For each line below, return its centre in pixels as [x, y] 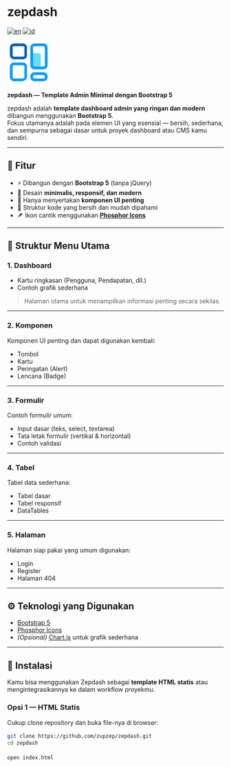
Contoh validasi [39, 444]
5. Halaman [26, 535]
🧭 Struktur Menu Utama [58, 246]
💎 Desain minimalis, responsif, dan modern [79, 192]
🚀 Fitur [22, 166]
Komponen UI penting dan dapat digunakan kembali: [81, 340]
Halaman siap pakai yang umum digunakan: [69, 550]
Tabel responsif [39, 504]
